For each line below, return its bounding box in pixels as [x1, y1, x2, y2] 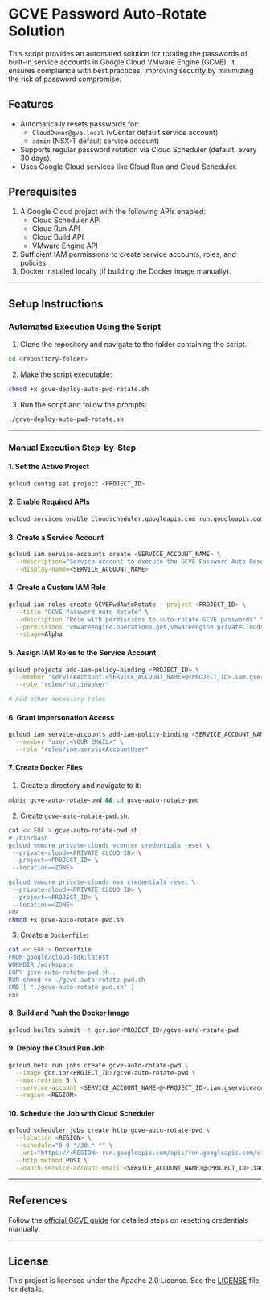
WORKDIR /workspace [8, 961, 74, 969]
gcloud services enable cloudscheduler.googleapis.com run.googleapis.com [8, 515, 264, 523]
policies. [19, 258, 48, 267]
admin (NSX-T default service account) [31, 136, 160, 146]
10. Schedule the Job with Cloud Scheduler [8, 1108, 155, 1118]
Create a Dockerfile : [19, 931, 89, 940]
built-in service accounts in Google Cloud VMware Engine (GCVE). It [8, 57, 235, 67]
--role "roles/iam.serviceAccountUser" [15, 745, 149, 753]
